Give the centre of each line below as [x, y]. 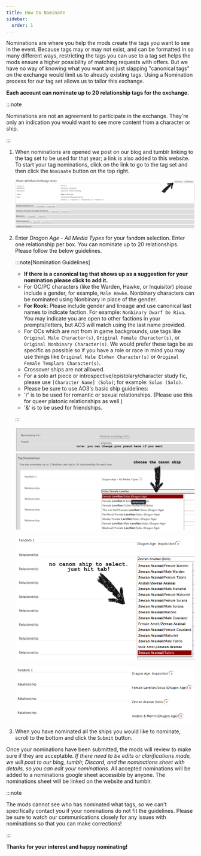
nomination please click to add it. [66, 280]
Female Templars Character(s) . [62, 363]
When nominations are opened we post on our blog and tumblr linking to [104, 152]
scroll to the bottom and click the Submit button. [74, 737]
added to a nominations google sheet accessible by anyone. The [86, 775]
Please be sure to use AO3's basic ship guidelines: [86, 388]
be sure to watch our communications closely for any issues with [86, 817]
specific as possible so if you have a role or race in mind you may [104, 350]
